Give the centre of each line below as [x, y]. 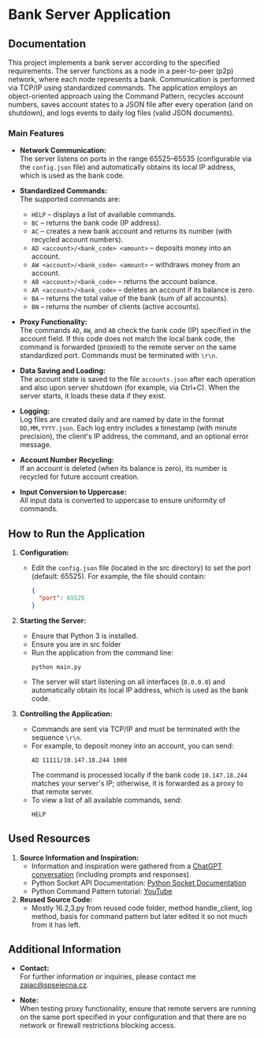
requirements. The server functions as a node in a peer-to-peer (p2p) [121, 71]
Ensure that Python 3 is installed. [85, 636]
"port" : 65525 [61, 598]
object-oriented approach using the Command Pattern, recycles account [126, 96]
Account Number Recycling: [67, 460]
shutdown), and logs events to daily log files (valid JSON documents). [121, 113]
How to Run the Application [77, 534]
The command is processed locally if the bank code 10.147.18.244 [139, 775]
